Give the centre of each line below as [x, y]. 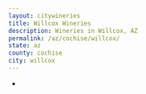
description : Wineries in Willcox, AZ [73, 31]
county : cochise [35, 53]
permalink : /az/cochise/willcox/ [64, 38]
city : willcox [32, 61]
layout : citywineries [45, 16]
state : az [25, 46]
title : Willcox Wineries [50, 23]
